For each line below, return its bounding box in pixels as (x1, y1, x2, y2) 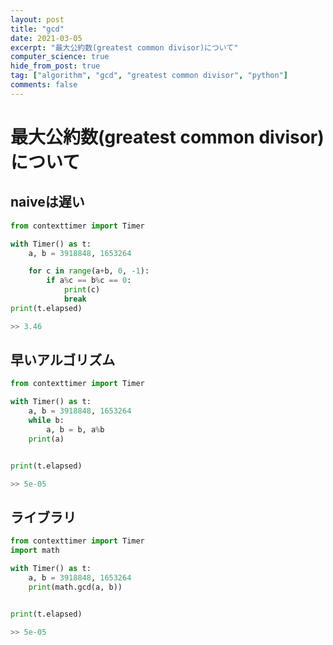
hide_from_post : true (10, 61, 101, 71)
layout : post (10, 14, 65, 25)
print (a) (28, 434, 65, 444)
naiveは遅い (10, 194, 85, 211)
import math (10, 546, 60, 556)
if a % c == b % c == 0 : (46, 276, 132, 286)
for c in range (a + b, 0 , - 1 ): (28, 266, 150, 276)
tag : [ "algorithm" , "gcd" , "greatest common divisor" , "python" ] (10, 71, 289, 81)
